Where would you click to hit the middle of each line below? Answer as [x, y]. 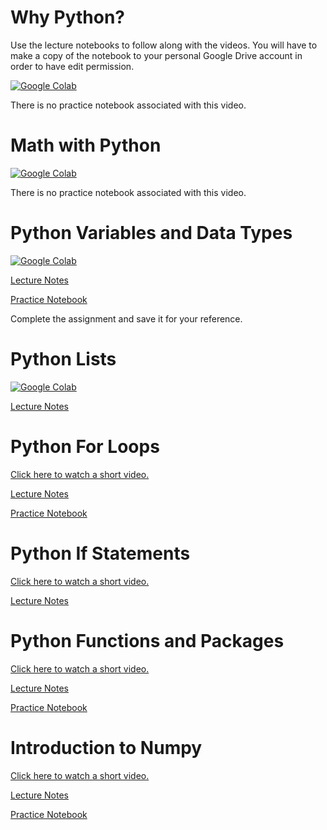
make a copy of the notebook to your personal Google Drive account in [156, 55]
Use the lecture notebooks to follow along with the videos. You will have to [164, 45]
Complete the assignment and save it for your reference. [126, 318]
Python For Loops [85, 446]
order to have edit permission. [72, 66]
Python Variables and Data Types [151, 233]
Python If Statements [100, 553]
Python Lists [63, 359]
